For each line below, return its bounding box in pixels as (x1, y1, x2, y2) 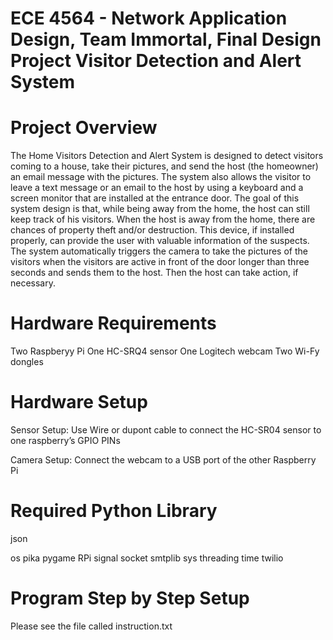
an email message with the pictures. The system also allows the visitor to (10, 171, 312, 183)
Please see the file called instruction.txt (10, 620, 173, 632)
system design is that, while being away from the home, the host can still (10, 203, 310, 215)
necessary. (10, 277, 57, 289)
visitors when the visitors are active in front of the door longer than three (10, 256, 310, 268)
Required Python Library (10, 500, 218, 522)
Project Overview (10, 117, 158, 139)
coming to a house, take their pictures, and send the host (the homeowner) (10, 160, 319, 172)
